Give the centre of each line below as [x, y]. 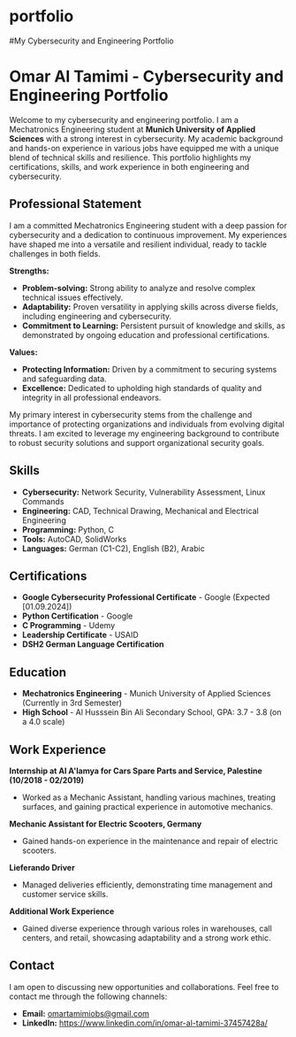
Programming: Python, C [68, 529]
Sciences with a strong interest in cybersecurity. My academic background [146, 138]
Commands [43, 501]
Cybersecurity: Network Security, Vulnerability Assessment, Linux [144, 492]
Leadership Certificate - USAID [80, 635]
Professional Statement [76, 204]
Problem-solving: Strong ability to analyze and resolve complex [139, 288]
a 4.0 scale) [43, 722]
